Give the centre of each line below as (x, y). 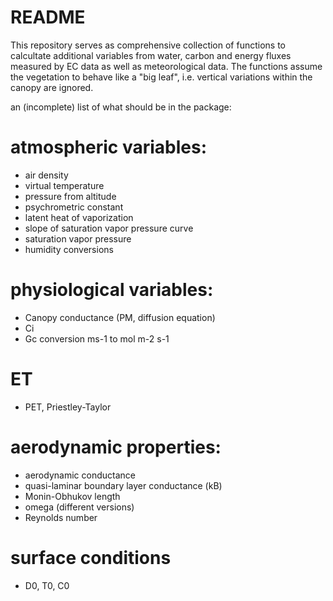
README (48, 17)
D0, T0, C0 (47, 585)
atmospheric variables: (108, 147)
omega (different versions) (79, 507)
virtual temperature (64, 185)
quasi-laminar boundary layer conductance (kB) (123, 485)
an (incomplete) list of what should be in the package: (121, 107)
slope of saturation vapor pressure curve (109, 228)
